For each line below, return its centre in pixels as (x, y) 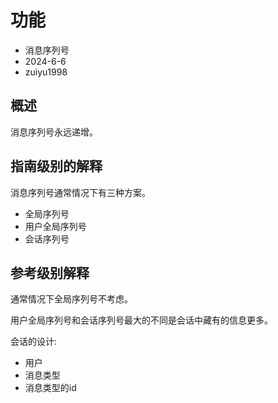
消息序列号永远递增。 (54, 132)
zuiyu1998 (46, 72)
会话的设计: (34, 342)
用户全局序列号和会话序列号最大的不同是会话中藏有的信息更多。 (141, 320)
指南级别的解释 (56, 166)
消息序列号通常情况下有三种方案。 (80, 192)
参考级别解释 (50, 272)
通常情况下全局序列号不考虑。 (71, 299)
